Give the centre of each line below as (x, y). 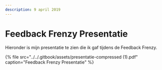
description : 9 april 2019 (33, 10)
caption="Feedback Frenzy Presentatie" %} (50, 62)
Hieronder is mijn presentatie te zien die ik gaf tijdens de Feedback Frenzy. (81, 47)
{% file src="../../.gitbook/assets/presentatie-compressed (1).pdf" (72, 57)
